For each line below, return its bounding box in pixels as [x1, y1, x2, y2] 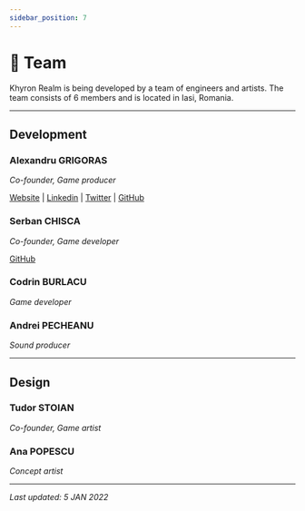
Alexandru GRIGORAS [9, 153, 108, 166]
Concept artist [9, 466, 64, 477]
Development [9, 126, 88, 142]
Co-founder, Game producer [9, 174, 116, 186]
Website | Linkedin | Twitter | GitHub [9, 192, 145, 203]
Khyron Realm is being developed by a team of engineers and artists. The [9, 83, 284, 93]
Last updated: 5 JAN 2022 [9, 492, 109, 503]
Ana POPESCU [9, 445, 75, 457]
